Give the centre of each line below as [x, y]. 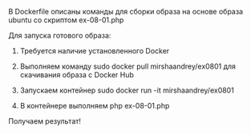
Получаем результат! [45, 121]
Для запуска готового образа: [60, 35]
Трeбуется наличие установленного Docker [95, 51]
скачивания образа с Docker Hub [77, 75]
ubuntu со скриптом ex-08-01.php [66, 20]
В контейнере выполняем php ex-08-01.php [95, 106]
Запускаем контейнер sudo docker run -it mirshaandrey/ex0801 [127, 90]
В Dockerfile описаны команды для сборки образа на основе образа [125, 12]
